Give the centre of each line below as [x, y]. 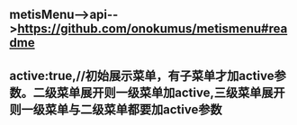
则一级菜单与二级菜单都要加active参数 [116, 109]
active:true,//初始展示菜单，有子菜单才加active [142, 76]
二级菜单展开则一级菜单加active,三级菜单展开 [159, 92]
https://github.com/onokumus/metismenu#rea [153, 29]
